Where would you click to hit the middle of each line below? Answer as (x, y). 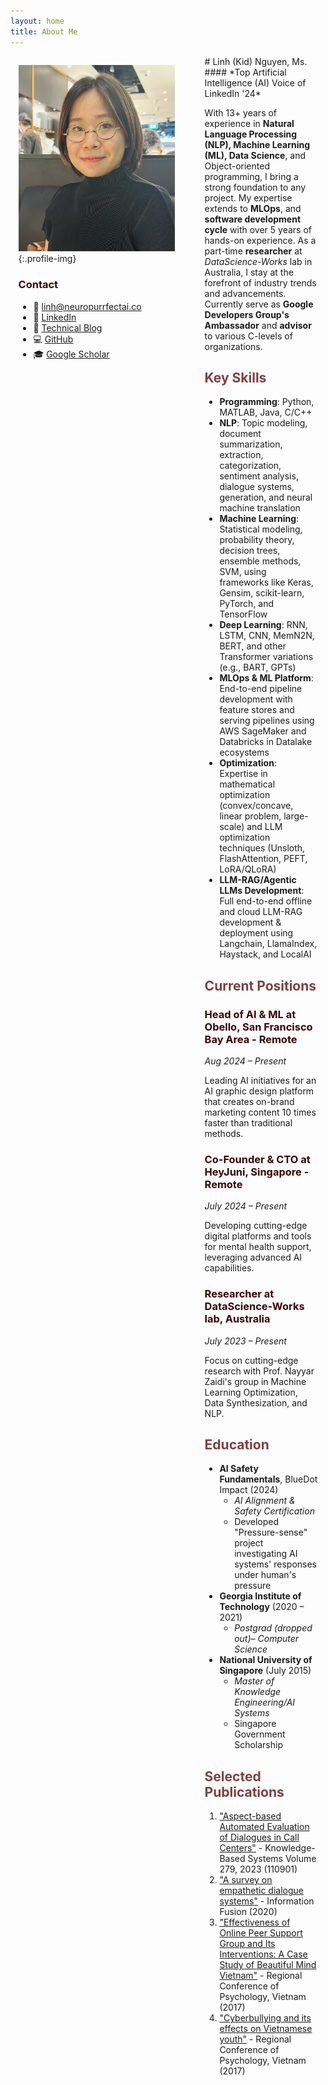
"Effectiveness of (255, 1922)
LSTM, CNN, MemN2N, (267, 636)
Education (237, 1444)
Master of (254, 1681)
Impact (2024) (249, 1490)
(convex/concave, (256, 806)
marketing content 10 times (260, 1112)
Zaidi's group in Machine (255, 1381)
